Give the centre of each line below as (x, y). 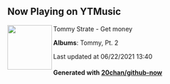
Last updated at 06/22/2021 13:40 (103, 56)
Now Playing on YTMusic (64, 12)
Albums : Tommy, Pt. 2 (86, 43)
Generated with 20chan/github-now (108, 73)
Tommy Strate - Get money (93, 28)
